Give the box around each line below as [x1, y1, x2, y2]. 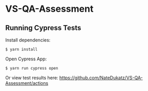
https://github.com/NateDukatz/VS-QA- [59, 75, 143, 81]
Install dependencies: [5, 37, 51, 43]
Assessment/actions [5, 80, 49, 86]
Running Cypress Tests [5, 24, 81, 32]
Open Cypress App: [5, 56, 47, 62]
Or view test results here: [5, 75, 58, 81]
